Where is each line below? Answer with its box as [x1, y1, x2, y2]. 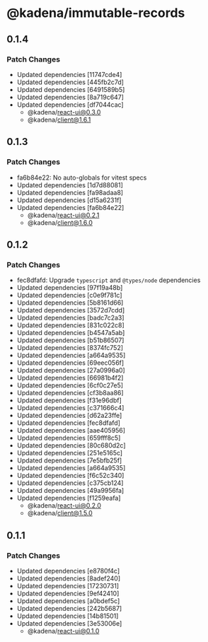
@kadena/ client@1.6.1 [27, 115, 91, 124]
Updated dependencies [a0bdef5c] [16, 596, 120, 605]
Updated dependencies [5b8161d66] [16, 298, 124, 307]
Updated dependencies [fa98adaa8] [16, 188, 124, 197]
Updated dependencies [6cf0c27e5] [16, 381, 124, 390]
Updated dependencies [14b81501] [16, 612, 119, 620]
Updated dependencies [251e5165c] [16, 449, 123, 457]
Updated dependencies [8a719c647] [16, 93, 125, 101]
